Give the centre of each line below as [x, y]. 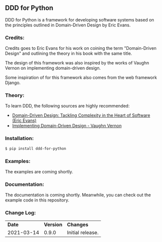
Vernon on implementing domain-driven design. [53, 68]
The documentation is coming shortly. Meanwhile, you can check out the [78, 195]
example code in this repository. [37, 200]
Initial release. [83, 233]
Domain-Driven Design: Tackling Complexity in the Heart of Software [81, 115]
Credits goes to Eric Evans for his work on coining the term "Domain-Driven [81, 48]
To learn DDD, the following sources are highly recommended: [67, 106]
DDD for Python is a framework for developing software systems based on [80, 20]
